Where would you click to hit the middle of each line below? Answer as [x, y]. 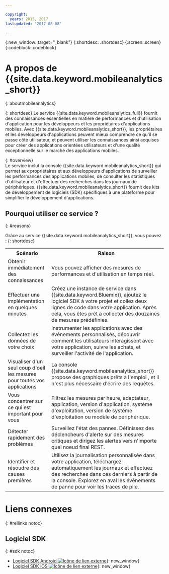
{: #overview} [19, 160]
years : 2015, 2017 [29, 19]
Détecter [18, 432]
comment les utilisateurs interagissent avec [102, 341]
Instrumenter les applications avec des [97, 328]
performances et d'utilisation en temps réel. [103, 274]
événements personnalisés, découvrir [96, 334]
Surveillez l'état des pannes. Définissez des [103, 428]
